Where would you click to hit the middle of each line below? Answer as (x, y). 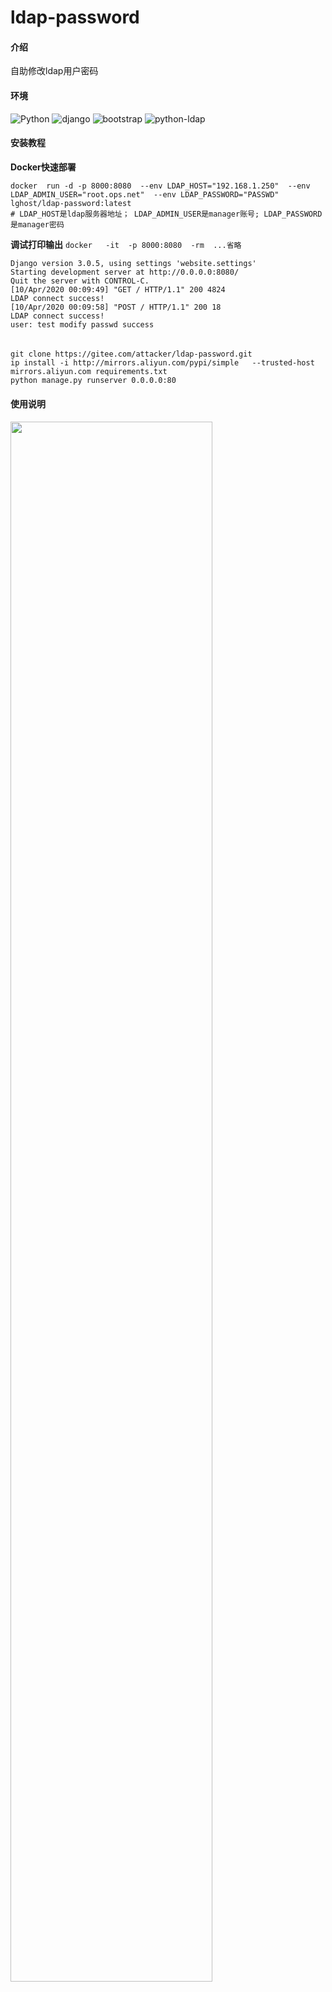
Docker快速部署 (43, 167)
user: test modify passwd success (82, 324)
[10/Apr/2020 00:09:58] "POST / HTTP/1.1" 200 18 (116, 307)
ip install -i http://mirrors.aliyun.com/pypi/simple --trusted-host (162, 363)
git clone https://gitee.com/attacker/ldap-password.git (131, 354)
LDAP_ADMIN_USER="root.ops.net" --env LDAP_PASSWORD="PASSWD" (145, 194)
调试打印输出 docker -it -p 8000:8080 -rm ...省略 (126, 244)
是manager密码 (37, 224)
